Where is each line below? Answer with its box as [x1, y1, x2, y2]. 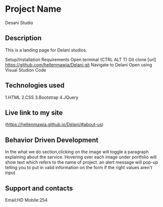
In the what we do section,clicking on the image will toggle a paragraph [5, 149, 149, 155]
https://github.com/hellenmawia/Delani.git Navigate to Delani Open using [5, 61, 153, 67]
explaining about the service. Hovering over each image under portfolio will [5, 154, 157, 160]
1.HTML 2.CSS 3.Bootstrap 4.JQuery [5, 94, 79, 100]
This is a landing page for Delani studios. [5, 47, 87, 53]
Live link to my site [5, 108, 63, 117]
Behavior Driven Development [5, 136, 99, 144]
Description [5, 34, 42, 42]
